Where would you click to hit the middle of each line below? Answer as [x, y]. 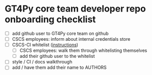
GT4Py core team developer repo [75, 9]
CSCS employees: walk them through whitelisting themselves [83, 50]
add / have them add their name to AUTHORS [59, 67]
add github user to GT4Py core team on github [60, 33]
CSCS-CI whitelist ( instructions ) [45, 45]
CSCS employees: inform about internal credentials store [71, 39]
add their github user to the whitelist [57, 56]
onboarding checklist [50, 19]
